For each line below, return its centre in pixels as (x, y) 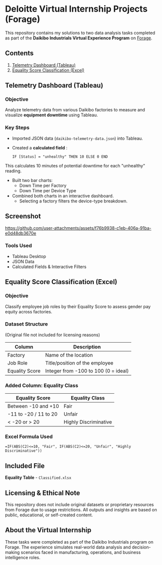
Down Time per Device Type (48, 190)
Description (87, 346)
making (13, 552)
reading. (13, 171)
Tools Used (19, 246)
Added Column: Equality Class (42, 385)
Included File (25, 466)
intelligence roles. (23, 557)
